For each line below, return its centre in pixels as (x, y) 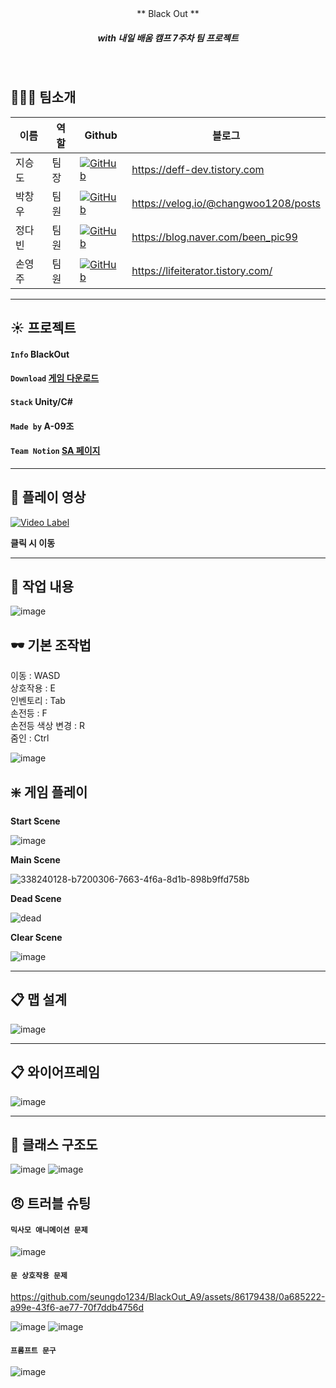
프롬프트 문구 (33, 1350)
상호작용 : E (33, 688)
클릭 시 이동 (33, 543)
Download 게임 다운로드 (55, 378)
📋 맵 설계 (38, 1000)
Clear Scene (36, 937)
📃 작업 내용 (42, 586)
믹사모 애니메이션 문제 (49, 1230)
